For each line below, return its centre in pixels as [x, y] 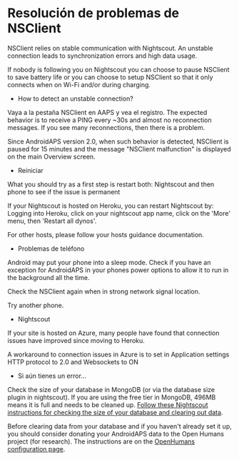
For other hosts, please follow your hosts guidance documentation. [106, 234]
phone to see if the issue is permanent [64, 191]
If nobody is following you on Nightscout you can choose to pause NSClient [118, 69]
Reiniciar [31, 170]
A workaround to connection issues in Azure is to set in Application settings [118, 354]
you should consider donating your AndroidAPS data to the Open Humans [116, 434]
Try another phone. [36, 305]
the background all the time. [49, 277]
